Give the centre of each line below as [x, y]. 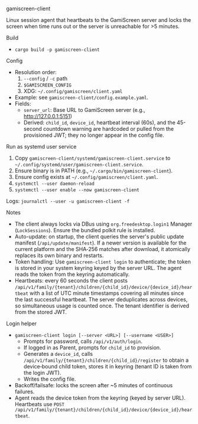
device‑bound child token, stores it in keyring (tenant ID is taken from [108, 366]
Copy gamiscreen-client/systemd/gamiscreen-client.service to [92, 158]
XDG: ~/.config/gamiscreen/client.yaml [73, 91]
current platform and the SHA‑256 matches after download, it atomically [103, 249]
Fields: [23, 104]
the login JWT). [42, 373]
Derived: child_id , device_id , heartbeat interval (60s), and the [99, 123]
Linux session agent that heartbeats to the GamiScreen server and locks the [99, 20]
